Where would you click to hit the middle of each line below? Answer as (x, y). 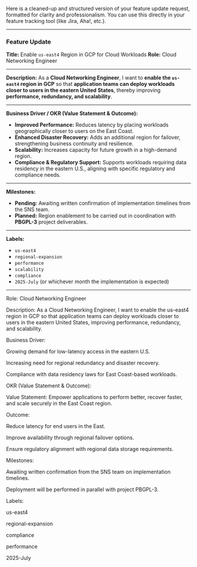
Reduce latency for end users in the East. (56, 426)
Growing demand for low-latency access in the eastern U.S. (78, 352)
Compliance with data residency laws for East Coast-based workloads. (92, 374)
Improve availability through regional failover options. (70, 437)
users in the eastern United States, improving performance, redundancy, (94, 323)
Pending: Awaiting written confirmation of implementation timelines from (102, 203)
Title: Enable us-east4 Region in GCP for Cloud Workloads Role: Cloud (91, 55)
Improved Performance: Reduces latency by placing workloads (91, 125)
